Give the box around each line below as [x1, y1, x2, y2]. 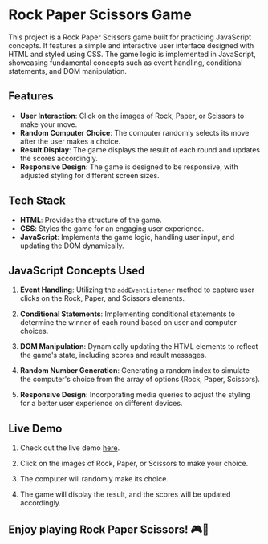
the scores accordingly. [19, 153, 98, 163]
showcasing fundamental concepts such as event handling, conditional [8, 58, 243, 67]
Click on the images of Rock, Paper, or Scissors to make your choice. [19, 459, 249, 469]
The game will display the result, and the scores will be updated [19, 489, 231, 499]
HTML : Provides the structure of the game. [19, 215, 162, 225]
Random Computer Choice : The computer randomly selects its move [19, 128, 250, 137]
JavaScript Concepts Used [8, 263, 145, 278]
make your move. [19, 119, 78, 129]
